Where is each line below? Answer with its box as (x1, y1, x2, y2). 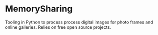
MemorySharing (5, 3, 73, 14)
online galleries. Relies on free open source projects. (5, 24, 111, 30)
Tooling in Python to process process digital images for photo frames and (5, 19, 153, 25)
